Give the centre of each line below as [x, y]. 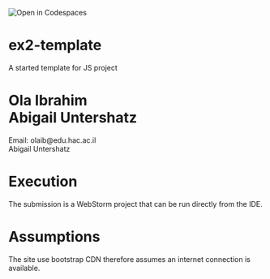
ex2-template [55, 45]
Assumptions [54, 237]
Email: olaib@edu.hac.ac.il [52, 140]
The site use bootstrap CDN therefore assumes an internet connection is [130, 259]
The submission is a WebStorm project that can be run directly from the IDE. [135, 204]
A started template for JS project [63, 67]
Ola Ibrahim [48, 101]
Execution [43, 182]
